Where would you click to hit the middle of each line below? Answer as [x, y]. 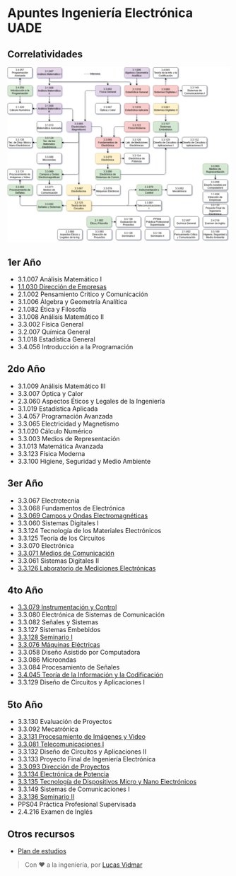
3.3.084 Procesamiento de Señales [69, 667]
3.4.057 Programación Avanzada [65, 416]
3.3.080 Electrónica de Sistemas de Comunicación [91, 615]
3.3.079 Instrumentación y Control [67, 607]
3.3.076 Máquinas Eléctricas [59, 645]
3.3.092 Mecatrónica [48, 729]
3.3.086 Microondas [47, 660]
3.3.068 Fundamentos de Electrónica [71, 508]
